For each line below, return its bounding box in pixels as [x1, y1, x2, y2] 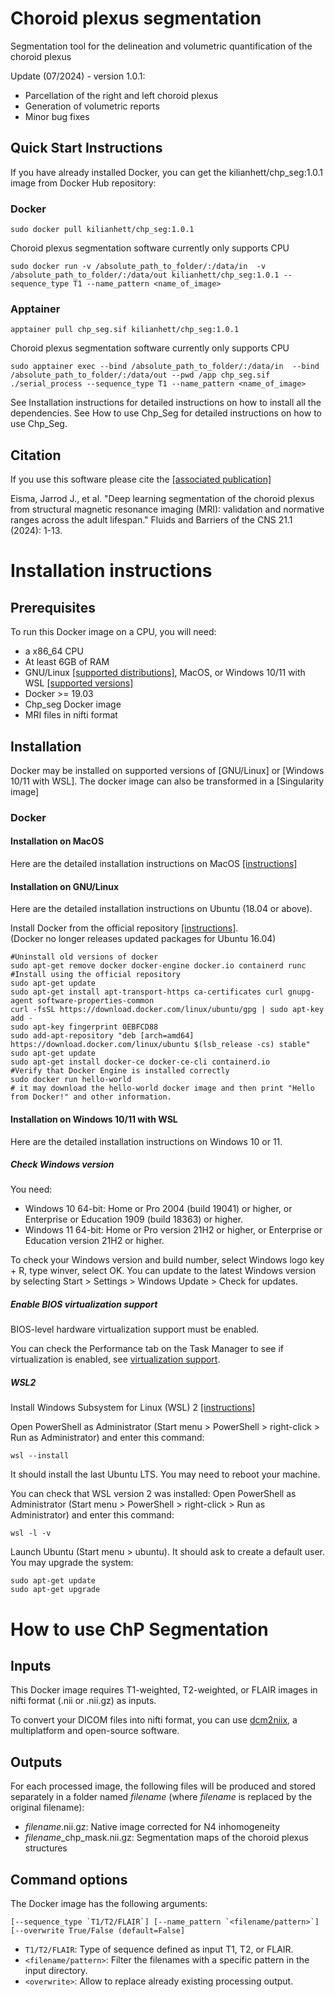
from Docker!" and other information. [10, 1092, 172, 1102]
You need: [10, 1183, 53, 1196]
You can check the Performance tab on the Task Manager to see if [10, 1343, 284, 1355]
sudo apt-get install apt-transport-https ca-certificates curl [10, 987, 284, 997]
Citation [10, 447, 62, 464]
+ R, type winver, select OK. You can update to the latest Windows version [10, 1265, 317, 1277]
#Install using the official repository [10, 970, 182, 980]
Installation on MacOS [10, 835, 105, 847]
